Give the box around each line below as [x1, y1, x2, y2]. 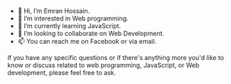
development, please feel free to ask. [7, 68, 117, 77]
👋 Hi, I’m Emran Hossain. [17, 7, 90, 15]
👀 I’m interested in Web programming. [17, 14, 129, 23]
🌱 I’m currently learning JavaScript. [17, 22, 122, 30]
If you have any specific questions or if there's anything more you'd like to [7, 54, 225, 61]
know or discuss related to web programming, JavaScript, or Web [7, 61, 200, 69]
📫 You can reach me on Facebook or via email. [17, 37, 157, 45]
